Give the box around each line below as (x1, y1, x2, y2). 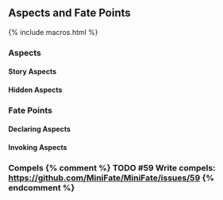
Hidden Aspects (8, 85, 63, 94)
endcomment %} (8, 182, 75, 193)
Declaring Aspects (8, 125, 71, 134)
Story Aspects (8, 67, 57, 76)
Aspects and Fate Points (8, 6, 131, 20)
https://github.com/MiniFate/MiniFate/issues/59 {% (8, 172, 214, 183)
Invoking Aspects (8, 143, 67, 152)
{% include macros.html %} (8, 27, 98, 37)
